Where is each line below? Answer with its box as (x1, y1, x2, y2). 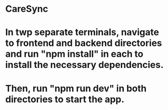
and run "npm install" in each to (5, 48, 143, 60)
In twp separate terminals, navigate (5, 27, 159, 38)
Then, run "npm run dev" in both (5, 82, 147, 94)
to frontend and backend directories (5, 37, 162, 49)
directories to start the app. (5, 93, 124, 105)
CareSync (5, 3, 49, 15)
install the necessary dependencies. (5, 59, 164, 71)
